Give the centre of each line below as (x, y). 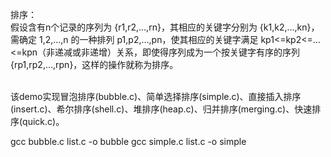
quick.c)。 (43, 121)
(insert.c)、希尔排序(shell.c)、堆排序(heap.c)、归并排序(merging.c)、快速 (161, 109)
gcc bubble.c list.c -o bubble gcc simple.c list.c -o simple (128, 141)
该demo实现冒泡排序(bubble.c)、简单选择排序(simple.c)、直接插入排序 (156, 96)
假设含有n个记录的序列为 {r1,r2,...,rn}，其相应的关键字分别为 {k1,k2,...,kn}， (165, 27)
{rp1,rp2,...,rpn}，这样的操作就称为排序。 (94, 64)
